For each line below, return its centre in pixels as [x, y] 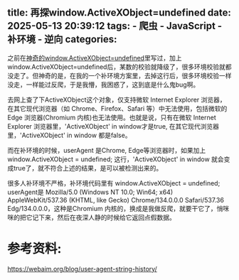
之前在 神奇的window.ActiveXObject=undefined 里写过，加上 [95, 58]
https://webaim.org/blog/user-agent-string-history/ [83, 269]
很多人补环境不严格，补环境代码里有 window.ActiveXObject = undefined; [114, 183]
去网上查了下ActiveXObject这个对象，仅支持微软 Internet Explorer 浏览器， [117, 99]
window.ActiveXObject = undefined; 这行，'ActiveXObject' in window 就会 [116, 159]
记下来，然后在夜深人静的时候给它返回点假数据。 [103, 217]
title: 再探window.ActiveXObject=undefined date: [119, 13]
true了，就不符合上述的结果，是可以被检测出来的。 [88, 168]
